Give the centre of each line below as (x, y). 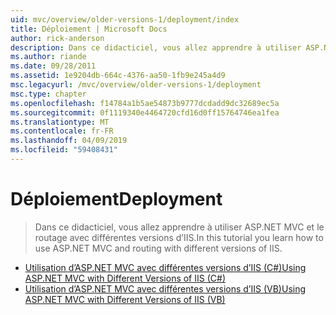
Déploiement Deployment (116, 199)
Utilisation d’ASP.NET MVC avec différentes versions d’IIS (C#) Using (165, 267)
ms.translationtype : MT (60, 122)
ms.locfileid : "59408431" (64, 150)
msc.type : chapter (48, 94)
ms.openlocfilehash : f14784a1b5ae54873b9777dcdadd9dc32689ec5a (145, 103)
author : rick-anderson (57, 38)
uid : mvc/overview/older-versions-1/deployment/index (125, 19)
